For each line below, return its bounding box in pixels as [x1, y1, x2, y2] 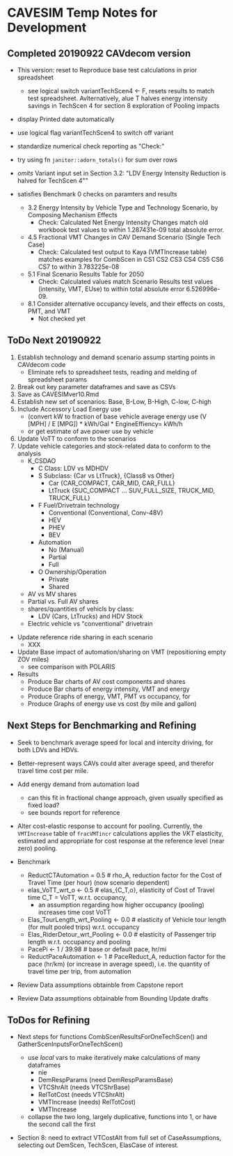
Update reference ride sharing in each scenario [17, 632, 153, 641]
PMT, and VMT [27, 307, 71, 315]
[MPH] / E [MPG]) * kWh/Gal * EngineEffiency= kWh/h [27, 419, 183, 428]
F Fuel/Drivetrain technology [38, 501, 120, 509]
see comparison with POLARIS [27, 662, 115, 671]
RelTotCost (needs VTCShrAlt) [38, 1091, 125, 1099]
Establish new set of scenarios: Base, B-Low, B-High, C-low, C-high [17, 397, 212, 405]
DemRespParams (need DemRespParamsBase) [38, 1076, 174, 1084]
